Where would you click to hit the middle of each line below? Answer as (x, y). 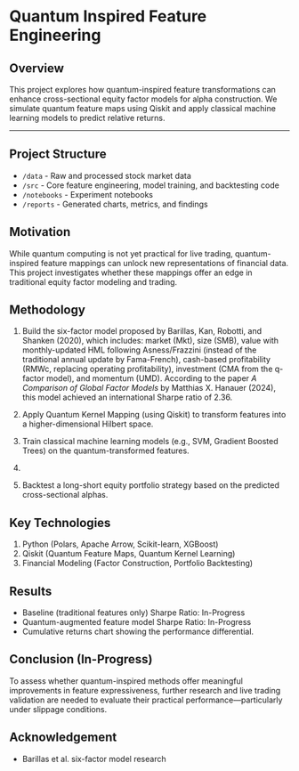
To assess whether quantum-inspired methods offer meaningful (126, 681)
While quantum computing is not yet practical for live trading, (121, 253)
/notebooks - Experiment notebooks (88, 194)
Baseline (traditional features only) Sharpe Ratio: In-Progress (133, 613)
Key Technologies (60, 523)
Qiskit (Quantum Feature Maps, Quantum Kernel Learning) (129, 554)
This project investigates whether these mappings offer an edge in (131, 272)
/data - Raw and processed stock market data (106, 175)
